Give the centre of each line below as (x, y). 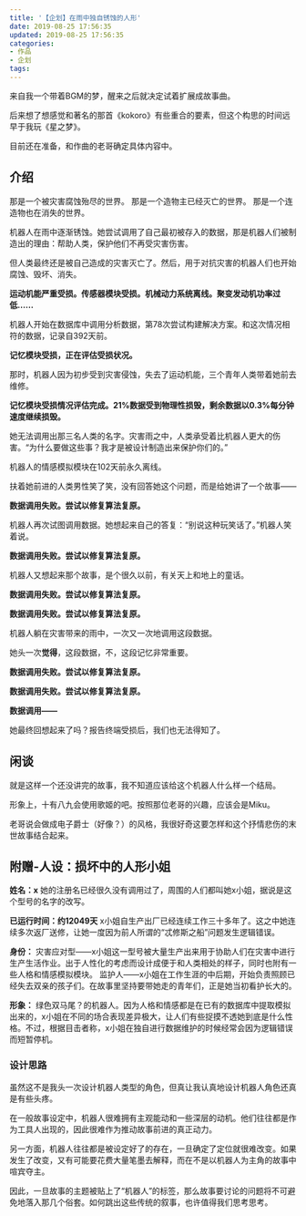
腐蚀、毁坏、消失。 (46, 273)
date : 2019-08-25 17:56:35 (61, 26)
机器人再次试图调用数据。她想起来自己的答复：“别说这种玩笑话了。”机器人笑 (151, 524)
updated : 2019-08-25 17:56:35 (67, 35)
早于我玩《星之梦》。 (47, 126)
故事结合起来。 (45, 835)
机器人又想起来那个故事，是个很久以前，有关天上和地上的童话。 (129, 574)
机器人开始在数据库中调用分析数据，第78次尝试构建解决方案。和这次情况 (146, 324)
